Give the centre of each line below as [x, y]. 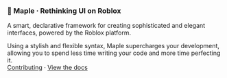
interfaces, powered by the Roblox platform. [69, 33]
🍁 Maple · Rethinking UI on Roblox [64, 11]
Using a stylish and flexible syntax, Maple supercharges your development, [113, 46]
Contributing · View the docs [47, 68]
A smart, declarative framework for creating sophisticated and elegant [106, 26]
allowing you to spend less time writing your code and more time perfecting [114, 53]
